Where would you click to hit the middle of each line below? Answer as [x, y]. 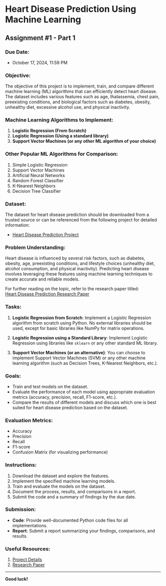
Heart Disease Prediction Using [71, 9]
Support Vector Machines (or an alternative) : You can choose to [79, 352]
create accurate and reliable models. [42, 279]
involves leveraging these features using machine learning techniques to [79, 274]
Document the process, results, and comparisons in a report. [74, 491]
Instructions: [21, 465]
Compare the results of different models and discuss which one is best [84, 402]
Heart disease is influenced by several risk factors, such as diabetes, [75, 258]
